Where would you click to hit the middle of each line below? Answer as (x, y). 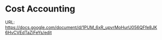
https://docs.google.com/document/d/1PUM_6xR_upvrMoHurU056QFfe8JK (81, 27)
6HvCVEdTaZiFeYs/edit (29, 32)
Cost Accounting (40, 9)
